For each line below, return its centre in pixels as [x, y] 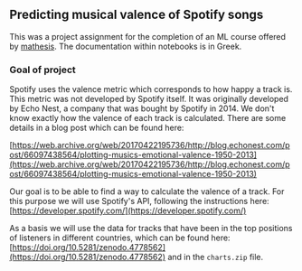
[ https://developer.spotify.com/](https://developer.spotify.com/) [128, 210]
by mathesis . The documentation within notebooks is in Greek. [126, 46]
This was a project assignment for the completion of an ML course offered [148, 36]
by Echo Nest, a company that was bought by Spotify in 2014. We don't [142, 108]
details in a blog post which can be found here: [97, 128]
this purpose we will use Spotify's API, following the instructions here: [139, 201]
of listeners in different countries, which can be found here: [120, 238]
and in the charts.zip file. [215, 257]
